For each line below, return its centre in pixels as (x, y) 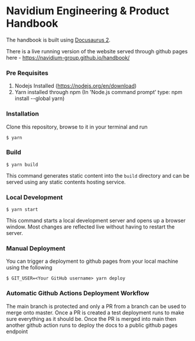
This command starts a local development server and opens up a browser (96, 221)
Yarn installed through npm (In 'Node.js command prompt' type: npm (98, 92)
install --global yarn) (40, 98)
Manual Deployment (36, 249)
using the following (29, 268)
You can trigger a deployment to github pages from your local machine (92, 261)
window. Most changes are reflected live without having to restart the (90, 227)
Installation (23, 114)
